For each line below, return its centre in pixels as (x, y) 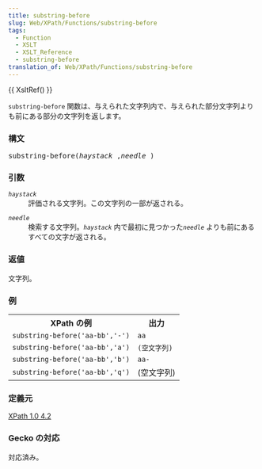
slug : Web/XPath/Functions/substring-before (83, 23)
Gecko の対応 (34, 438)
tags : (17, 30)
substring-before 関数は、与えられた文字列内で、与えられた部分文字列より (131, 106)
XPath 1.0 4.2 (30, 416)
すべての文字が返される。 (69, 237)
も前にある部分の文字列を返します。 (67, 116)
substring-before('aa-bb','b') (71, 359)
